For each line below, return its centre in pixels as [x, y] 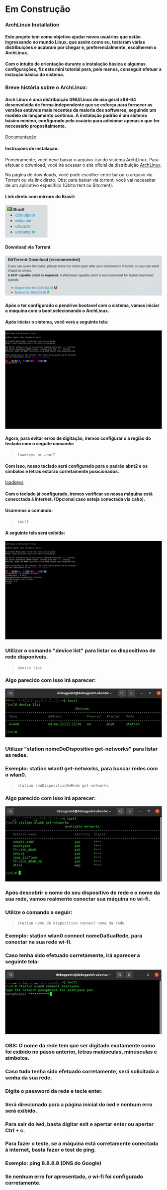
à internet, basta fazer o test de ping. [50, 1150]
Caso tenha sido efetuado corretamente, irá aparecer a [73, 955]
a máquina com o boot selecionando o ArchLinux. [57, 310]
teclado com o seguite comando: [40, 444]
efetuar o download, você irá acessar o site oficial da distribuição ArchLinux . [83, 165]
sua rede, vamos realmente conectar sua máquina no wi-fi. [78, 898]
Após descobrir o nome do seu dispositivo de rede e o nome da [83, 892]
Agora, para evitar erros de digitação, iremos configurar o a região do [78, 438]
